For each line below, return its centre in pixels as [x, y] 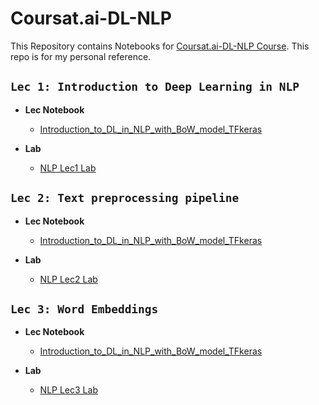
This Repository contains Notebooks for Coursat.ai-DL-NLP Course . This [160, 46]
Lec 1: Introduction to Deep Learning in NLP [155, 87]
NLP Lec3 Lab [68, 390]
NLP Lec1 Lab [68, 168]
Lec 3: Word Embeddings [84, 309]
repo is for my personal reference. [81, 56]
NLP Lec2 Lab [68, 279]
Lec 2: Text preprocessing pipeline [125, 198]
